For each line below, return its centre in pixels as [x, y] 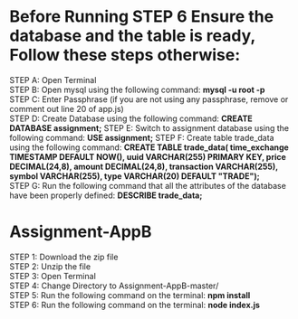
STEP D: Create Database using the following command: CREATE [131, 118]
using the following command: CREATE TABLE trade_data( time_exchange [149, 147]
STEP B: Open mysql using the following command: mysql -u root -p [137, 89]
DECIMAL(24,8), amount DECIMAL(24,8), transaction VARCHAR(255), [144, 166]
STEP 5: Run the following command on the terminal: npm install [130, 295]
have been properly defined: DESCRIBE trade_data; [106, 195]
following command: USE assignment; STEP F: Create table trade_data [142, 137]
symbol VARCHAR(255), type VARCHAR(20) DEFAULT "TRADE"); [135, 176]
